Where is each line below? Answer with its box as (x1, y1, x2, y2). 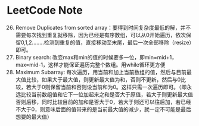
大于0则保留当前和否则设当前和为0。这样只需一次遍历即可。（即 (31, 83, 187, 90)
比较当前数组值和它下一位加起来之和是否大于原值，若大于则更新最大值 (20, 90, 193, 98)
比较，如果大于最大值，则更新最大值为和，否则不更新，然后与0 (26, 75, 181, 83)
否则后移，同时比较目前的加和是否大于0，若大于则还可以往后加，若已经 (15, 98, 191, 105)
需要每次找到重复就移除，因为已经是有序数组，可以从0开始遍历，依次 (15, 31, 186, 39)
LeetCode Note (7, 4, 83, 17)
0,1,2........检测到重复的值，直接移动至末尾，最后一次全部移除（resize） (20, 39, 195, 46)
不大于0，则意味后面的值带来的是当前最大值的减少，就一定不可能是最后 (15, 105, 191, 113)
